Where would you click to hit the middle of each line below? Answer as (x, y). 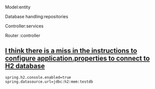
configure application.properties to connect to (77, 58)
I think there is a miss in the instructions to (71, 51)
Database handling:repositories (37, 16)
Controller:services (25, 26)
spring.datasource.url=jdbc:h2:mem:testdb (49, 82)
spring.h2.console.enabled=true (38, 77)
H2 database (25, 66)
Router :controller (23, 35)
